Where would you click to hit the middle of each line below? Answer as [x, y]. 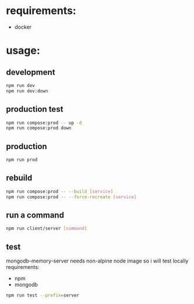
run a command [35, 215]
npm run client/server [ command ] [47, 229]
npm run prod [22, 160]
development [31, 72]
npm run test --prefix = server [43, 295]
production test [35, 109]
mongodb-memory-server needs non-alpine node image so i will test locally [97, 261]
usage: [23, 51]
